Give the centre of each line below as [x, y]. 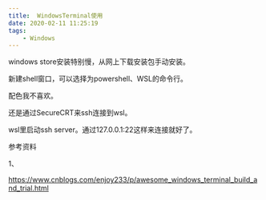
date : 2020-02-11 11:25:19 [53, 23]
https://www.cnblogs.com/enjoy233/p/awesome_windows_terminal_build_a [133, 180]
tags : [17, 30]
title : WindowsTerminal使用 [56, 16]
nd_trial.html [29, 188]
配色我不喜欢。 [33, 96]
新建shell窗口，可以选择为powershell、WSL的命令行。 [98, 79]
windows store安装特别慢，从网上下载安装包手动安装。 [99, 62]
